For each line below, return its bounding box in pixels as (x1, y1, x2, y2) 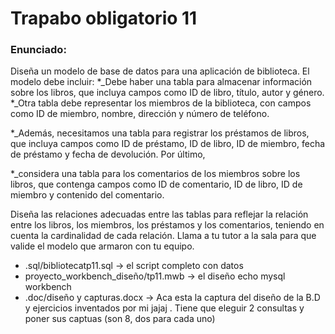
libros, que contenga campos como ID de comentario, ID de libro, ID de (10, 178, 303, 191)
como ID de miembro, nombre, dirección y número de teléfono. (10, 108, 270, 120)
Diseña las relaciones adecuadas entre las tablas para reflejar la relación (10, 208, 309, 221)
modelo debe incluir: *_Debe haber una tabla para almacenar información (10, 76, 313, 88)
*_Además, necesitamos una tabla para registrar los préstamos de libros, (10, 127, 310, 139)
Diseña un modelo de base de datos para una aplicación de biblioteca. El (10, 65, 310, 77)
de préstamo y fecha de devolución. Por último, (10, 148, 206, 161)
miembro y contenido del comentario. (10, 189, 165, 201)
